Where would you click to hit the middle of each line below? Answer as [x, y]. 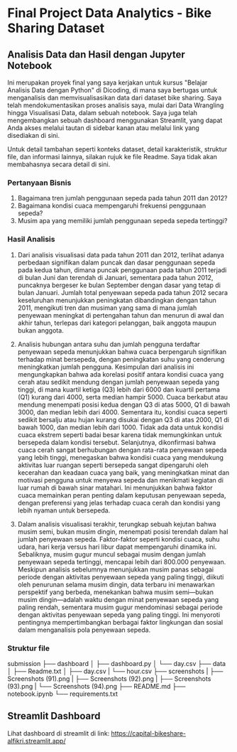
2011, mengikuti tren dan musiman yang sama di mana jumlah [107, 308]
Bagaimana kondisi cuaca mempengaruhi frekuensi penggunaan [112, 206]
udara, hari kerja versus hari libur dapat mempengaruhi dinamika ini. [117, 547]
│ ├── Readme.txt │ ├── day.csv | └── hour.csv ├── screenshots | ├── [115, 671]
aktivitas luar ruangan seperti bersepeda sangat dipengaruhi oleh [113, 465]
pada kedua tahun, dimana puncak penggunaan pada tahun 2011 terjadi [122, 270]
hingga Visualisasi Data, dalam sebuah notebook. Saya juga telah [102, 113]
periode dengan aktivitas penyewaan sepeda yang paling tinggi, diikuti [121, 576]
